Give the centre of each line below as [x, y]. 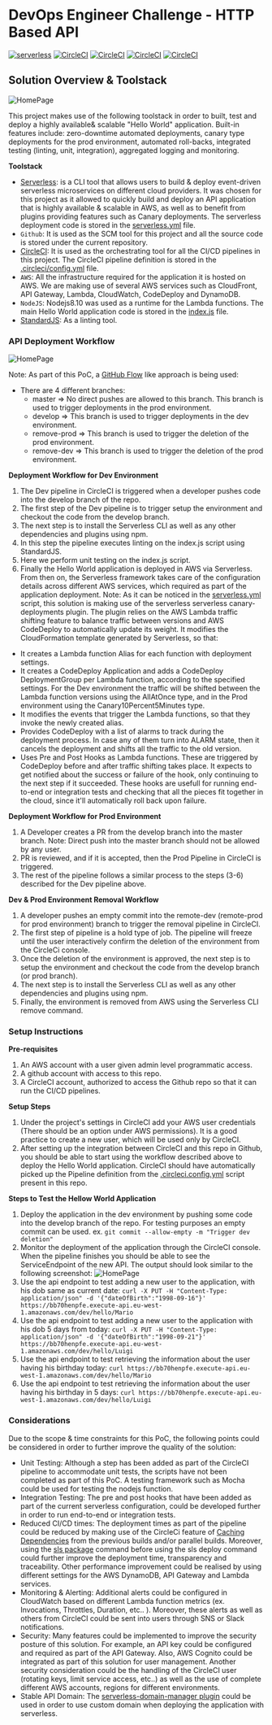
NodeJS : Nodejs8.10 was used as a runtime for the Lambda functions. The [142, 303]
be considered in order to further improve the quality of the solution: [123, 1447]
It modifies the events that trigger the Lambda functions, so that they [135, 714]
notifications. [42, 1627]
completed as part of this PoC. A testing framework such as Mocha [132, 1480]
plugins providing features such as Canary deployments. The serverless [140, 216]
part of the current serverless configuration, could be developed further [140, 1505]
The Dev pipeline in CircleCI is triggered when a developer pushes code [140, 491]
